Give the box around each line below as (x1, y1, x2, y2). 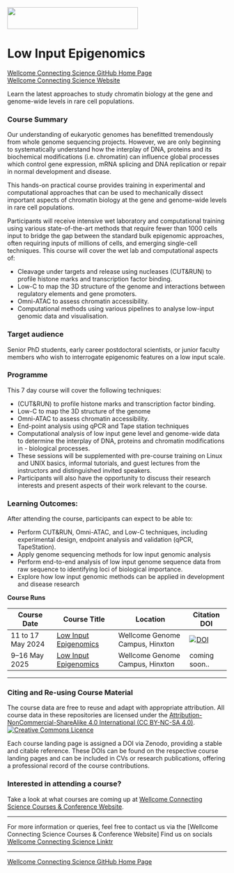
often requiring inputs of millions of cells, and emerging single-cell (7, 239, 197, 247)
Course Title (63, 615, 106, 624)
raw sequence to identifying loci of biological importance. (17, 565, 183, 573)
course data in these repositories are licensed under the (7, 711, 169, 719)
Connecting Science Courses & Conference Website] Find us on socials (7, 830, 212, 838)
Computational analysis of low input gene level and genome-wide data (17, 429, 220, 437)
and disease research (17, 580, 80, 589)
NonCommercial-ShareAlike (7, 719, 87, 727)
